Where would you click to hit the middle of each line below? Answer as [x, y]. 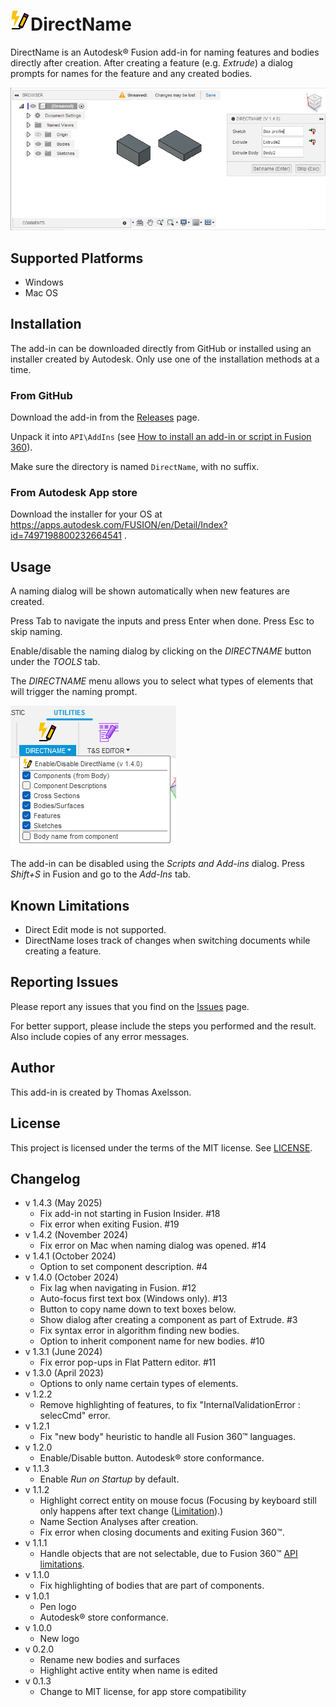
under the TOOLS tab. [55, 662]
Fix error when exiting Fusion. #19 [109, 1224]
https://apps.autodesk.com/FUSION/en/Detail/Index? [119, 525]
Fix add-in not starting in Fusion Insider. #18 [130, 1214]
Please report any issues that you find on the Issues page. [130, 1006]
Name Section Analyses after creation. [119, 1522]
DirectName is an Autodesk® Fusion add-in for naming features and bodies [165, 52]
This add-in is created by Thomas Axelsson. [101, 1092]
